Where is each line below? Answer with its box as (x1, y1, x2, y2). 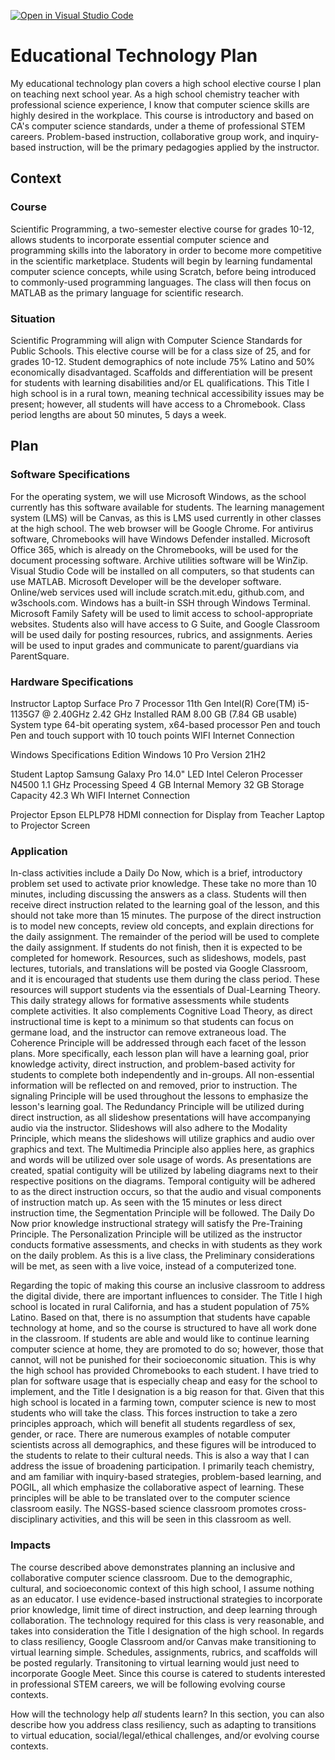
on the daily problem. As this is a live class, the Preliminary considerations (10, 1250, 315, 1262)
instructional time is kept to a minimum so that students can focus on (10, 1016, 294, 1028)
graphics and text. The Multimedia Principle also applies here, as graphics (10, 1143, 315, 1155)
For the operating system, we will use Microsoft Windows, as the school (10, 490, 307, 502)
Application (10, 844, 68, 858)
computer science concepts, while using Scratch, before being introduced (10, 265, 317, 277)
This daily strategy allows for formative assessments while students (10, 995, 290, 1007)
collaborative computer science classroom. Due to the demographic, (10, 1571, 293, 1584)
